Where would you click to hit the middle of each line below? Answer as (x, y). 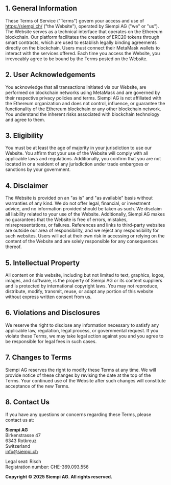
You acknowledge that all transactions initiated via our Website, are (76, 87)
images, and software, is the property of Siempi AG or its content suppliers (84, 281)
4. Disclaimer (27, 186)
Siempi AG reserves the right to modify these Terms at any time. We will (81, 370)
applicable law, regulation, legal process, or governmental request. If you (82, 330)
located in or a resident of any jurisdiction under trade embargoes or (77, 164)
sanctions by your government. (38, 169)
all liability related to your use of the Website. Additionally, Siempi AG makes (85, 214)
